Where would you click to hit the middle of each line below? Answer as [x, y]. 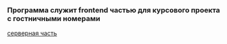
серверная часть [32, 33]
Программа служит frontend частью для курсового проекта [113, 10]
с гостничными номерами [54, 18]
